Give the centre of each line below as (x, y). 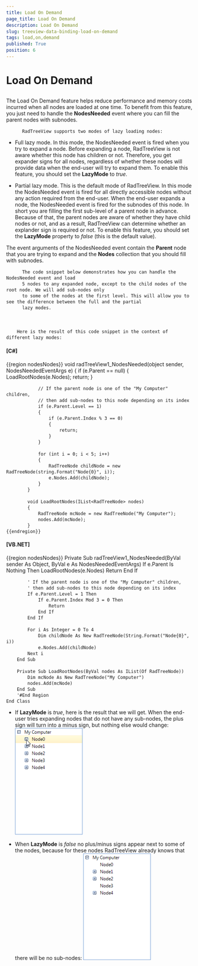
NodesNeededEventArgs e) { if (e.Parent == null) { (68, 370)
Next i (36, 653)
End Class (18, 701)
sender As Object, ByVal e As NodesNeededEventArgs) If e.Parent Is (90, 564)
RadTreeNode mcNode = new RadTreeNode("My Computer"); (107, 513)
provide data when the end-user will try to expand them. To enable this (101, 168)
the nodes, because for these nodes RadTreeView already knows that (100, 850)
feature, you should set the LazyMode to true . (71, 174)
